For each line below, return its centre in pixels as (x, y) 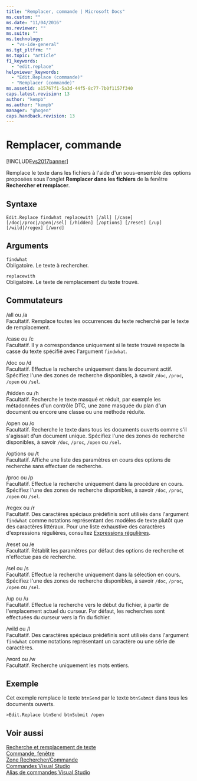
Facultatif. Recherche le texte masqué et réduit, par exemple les (83, 399)
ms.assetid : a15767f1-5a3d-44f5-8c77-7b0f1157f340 (70, 89)
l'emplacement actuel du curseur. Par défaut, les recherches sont (86, 611)
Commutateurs (35, 301)
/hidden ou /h (23, 393)
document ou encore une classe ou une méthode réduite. (76, 411)
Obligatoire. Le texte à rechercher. (48, 265)
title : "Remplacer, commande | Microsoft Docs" (66, 12)
